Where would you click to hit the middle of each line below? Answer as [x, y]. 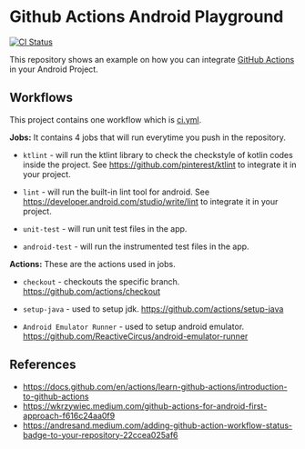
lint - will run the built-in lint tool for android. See [116, 192]
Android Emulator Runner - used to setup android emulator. [133, 326]
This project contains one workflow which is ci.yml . [106, 119]
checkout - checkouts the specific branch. [101, 281]
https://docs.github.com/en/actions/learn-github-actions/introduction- [155, 386]
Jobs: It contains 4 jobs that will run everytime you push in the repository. [148, 137]
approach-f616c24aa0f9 [69, 415]
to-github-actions [56, 396]
